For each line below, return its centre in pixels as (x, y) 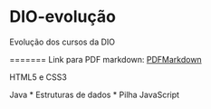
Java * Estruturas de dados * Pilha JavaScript (94, 94)
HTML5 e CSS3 (38, 77)
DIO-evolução (62, 17)
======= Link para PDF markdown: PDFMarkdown (105, 59)
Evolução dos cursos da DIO (62, 42)
